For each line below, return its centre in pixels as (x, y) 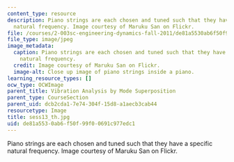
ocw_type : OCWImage (36, 85)
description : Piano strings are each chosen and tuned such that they (112, 20)
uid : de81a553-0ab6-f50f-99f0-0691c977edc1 (71, 123)
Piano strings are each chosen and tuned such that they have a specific (110, 143)
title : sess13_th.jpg (39, 117)
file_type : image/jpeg (40, 40)
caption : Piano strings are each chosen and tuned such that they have (120, 53)
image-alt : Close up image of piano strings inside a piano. (104, 72)
